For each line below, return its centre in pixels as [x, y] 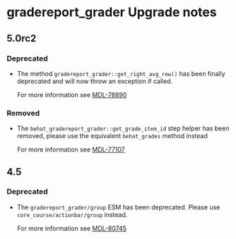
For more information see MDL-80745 [72, 228]
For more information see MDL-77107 [71, 149]
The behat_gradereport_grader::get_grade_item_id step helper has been [123, 128]
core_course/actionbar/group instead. [72, 214]
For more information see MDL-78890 [72, 94]
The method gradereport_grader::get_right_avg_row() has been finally [121, 73]
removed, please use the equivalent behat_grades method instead [112, 136]
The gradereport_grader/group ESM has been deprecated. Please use [118, 207]
